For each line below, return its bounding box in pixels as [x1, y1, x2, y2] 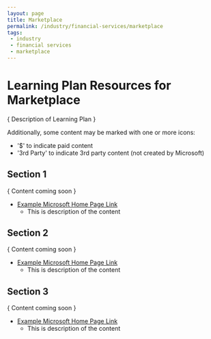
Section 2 [7, 227, 49, 239]
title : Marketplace [7, 16, 63, 23]
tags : [7, 29, 23, 36]
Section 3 [7, 286, 49, 297]
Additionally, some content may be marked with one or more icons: [7, 128, 196, 136]
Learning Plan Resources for [7, 78, 171, 93]
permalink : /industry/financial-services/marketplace [7, 23, 164, 29]
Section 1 [7, 168, 46, 180]
